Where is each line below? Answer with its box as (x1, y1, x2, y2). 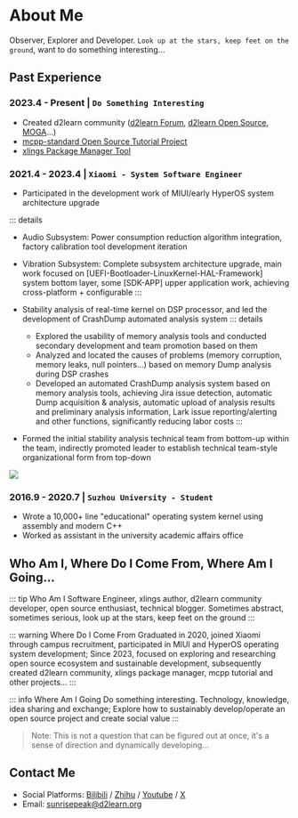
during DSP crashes (35, 369, 109, 379)
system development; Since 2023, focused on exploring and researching (9, 649, 276, 660)
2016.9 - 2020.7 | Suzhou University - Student (9, 490, 213, 503)
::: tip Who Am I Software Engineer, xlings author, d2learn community (9, 594, 262, 604)
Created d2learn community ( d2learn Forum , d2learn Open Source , (21, 117, 270, 127)
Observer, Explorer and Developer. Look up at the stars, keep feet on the (9, 35, 289, 45)
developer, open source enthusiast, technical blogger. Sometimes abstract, (9, 603, 285, 614)
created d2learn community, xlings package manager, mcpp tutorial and (9, 668, 274, 678)
